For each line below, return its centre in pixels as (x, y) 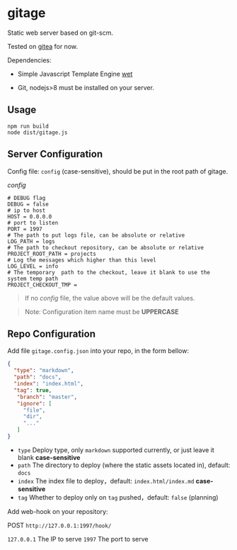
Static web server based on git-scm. (60, 33)
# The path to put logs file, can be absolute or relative (96, 235)
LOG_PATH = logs (31, 241)
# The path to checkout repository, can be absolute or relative (105, 247)
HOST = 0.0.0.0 (30, 217)
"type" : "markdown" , (44, 371)
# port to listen (33, 223)
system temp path (33, 279)
